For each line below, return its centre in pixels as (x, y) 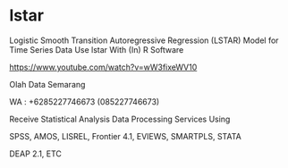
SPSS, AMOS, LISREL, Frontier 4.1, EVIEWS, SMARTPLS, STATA (125, 136)
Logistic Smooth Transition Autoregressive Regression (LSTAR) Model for (144, 40)
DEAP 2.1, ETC (36, 154)
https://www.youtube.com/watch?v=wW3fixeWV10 (103, 67)
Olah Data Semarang (47, 84)
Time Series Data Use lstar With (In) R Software (97, 49)
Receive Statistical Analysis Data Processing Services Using (120, 119)
